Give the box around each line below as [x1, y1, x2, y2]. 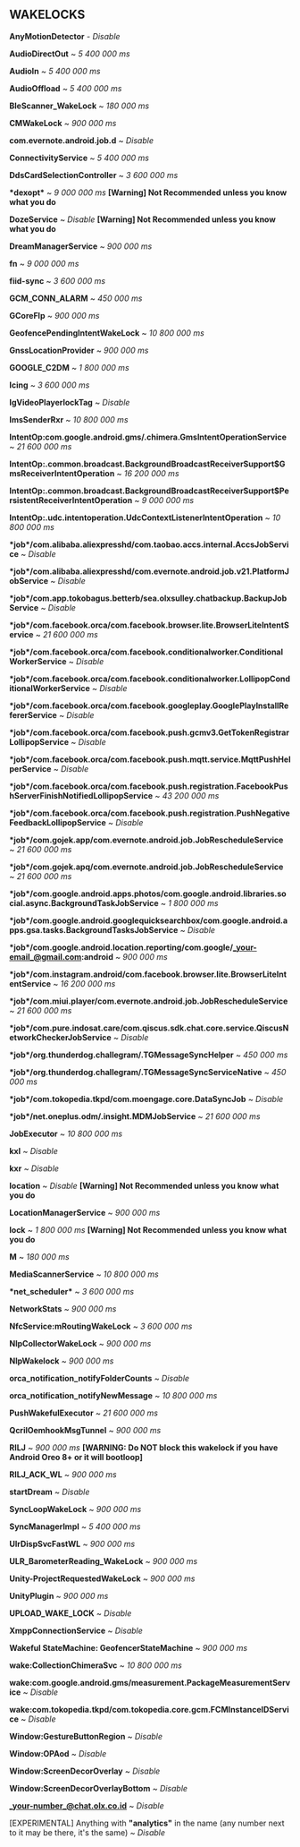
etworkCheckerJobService [9, 1031, 112, 1042]
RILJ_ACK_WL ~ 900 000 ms [9, 1468, 118, 1480]
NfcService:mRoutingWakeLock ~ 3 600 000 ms [9, 1321, 193, 1331]
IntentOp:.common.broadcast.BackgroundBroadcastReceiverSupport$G [9, 458, 286, 469]
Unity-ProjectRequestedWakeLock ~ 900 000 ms [9, 1573, 196, 1584]
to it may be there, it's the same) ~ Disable [9, 1826, 165, 1838]
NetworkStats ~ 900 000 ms [9, 1303, 117, 1314]
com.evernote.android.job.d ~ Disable [9, 134, 154, 146]
